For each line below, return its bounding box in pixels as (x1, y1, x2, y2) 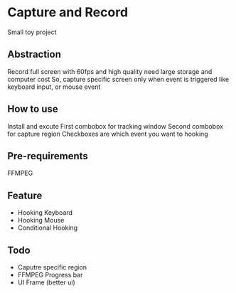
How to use (7, 103, 58, 115)
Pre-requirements (7, 150, 89, 162)
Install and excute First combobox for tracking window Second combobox (7, 122, 224, 130)
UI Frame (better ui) (17, 278, 76, 287)
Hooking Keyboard (17, 208, 73, 217)
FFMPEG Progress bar (17, 271, 83, 279)
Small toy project (7, 28, 57, 36)
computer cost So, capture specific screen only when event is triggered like (7, 75, 230, 83)
